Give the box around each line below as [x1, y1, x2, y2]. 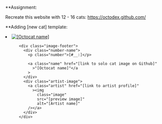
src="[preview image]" [37, 97, 85, 102]
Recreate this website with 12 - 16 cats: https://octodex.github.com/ [5, 14, 146, 20]
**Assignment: [5, 5, 37, 10]
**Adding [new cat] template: [5, 24, 68, 30]
